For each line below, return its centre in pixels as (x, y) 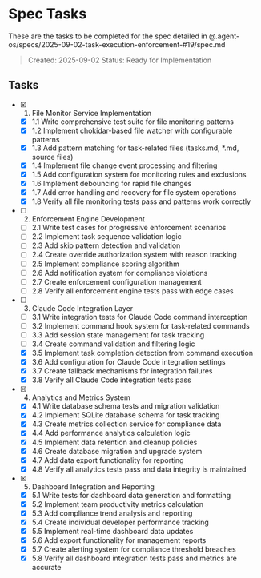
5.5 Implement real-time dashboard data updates (112, 531)
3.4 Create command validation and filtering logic (113, 344)
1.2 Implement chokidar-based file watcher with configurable (132, 130)
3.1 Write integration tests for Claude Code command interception (140, 317)
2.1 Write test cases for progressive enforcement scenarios (129, 228)
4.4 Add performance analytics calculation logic (111, 433)
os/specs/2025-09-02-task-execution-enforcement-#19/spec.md (117, 44)
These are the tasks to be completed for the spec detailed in (108, 36)
